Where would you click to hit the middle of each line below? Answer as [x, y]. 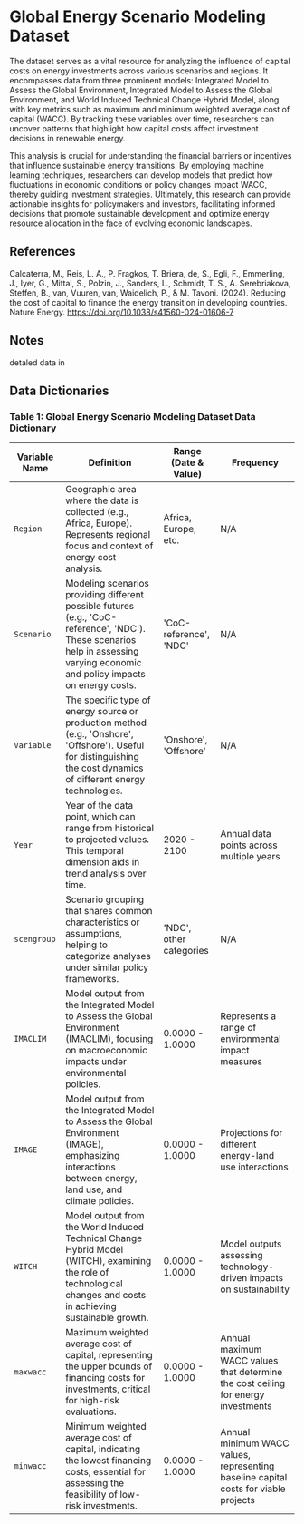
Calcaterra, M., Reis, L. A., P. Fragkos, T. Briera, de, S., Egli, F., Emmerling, [147, 273]
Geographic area [101, 490]
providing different [104, 595]
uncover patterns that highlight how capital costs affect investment [134, 128]
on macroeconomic [106, 1051]
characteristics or [102, 922]
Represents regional [108, 535]
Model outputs [251, 1244]
